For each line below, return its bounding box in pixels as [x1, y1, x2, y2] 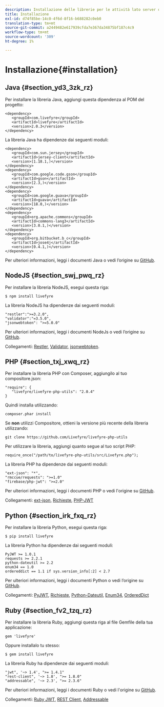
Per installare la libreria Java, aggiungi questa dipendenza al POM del [5, 96, 144, 102]
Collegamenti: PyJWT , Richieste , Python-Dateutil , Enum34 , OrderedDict [5, 592, 149, 598]
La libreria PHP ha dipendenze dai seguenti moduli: [5, 462, 108, 467]
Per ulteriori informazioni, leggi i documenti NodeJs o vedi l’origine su [5, 329, 145, 335]
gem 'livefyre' [5, 634, 36, 639]
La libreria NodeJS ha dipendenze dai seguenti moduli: [5, 302, 115, 308]
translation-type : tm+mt [5, 20, 56, 26]
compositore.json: [5, 376, 41, 382]
